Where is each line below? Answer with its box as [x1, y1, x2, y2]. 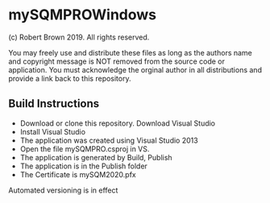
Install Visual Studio [19, 126, 86, 136]
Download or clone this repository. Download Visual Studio [19, 118, 216, 128]
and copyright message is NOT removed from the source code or [8, 56, 226, 66]
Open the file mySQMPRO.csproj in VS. [19, 143, 150, 154]
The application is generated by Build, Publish [19, 152, 172, 162]
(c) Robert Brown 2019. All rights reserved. [8, 32, 150, 42]
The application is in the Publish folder [19, 161, 147, 171]
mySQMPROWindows [8, 6, 157, 24]
